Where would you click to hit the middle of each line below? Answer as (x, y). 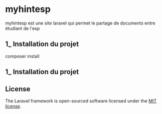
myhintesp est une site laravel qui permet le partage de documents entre (80, 23)
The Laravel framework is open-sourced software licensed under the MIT (81, 100)
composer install (22, 56)
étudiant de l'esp (23, 28)
